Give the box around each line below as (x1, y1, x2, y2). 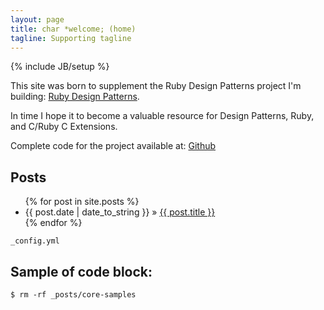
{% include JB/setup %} (10, 61, 110, 73)
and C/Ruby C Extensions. (10, 121, 118, 133)
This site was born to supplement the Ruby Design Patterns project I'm (10, 80, 302, 92)
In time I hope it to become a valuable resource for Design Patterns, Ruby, (10, 110, 315, 122)
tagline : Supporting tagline (10, 33, 132, 43)
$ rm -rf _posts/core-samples (10, 290, 137, 300)
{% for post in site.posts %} (24, 196, 140, 208)
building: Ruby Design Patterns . (10, 91, 140, 103)
